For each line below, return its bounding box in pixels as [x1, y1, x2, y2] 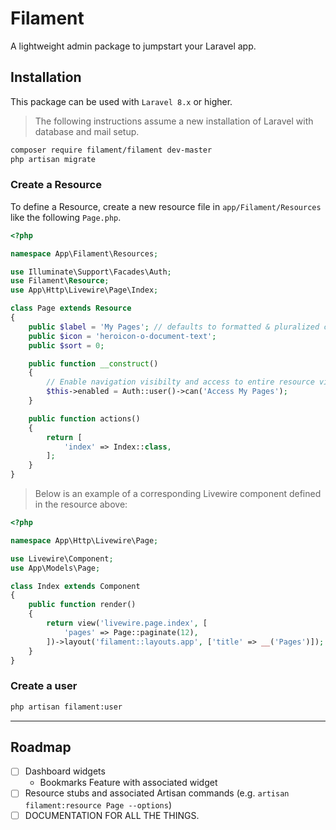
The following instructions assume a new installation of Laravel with [34, 115, 314, 127]
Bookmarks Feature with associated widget [39, 777, 218, 789]
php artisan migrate [10, 154, 97, 164]
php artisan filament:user [10, 702, 123, 712]
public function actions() [28, 413, 141, 424]
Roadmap [10, 738, 72, 756]
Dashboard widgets [24, 765, 106, 777]
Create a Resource [10, 178, 102, 192]
